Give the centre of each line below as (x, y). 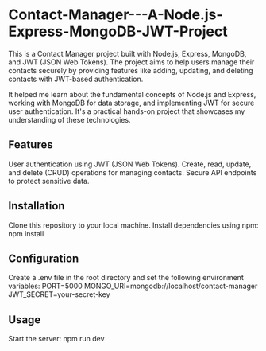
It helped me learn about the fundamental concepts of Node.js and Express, (132, 94)
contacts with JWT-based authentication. (76, 79)
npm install (26, 233)
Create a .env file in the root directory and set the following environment (126, 278)
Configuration (44, 258)
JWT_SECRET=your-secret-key (59, 294)
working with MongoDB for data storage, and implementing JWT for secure (131, 103)
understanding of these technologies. (69, 119)
